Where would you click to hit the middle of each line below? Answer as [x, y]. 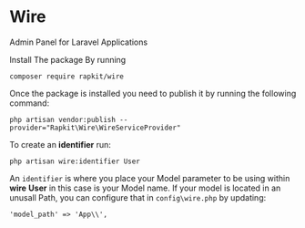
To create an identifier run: [61, 144]
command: [30, 103]
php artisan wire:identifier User [75, 161]
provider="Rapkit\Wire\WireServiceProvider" [95, 128]
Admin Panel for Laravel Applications [79, 42]
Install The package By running [68, 59]
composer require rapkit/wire [67, 76]
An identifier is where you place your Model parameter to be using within [150, 178]
